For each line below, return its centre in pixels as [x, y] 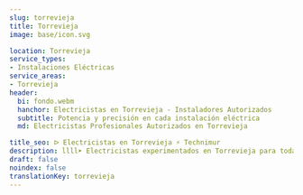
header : [24, 93]
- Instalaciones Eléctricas [62, 68]
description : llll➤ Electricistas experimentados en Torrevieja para [143, 151]
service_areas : [38, 76]
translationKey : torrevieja [62, 176]
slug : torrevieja [42, 18]
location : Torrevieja [50, 51]
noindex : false [38, 168]
